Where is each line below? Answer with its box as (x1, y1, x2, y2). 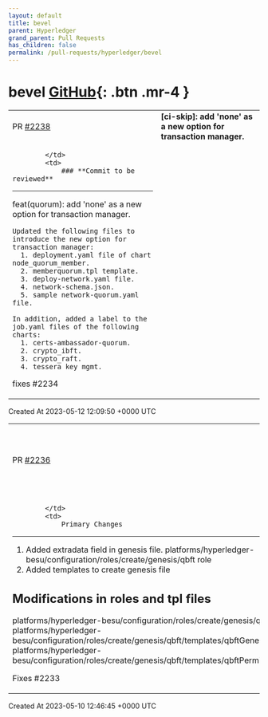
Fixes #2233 (12, 673, 61, 684)
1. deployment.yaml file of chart (20, 250, 152, 259)
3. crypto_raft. (20, 354, 82, 363)
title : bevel (8, 19, 52, 27)
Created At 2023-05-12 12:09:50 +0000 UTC (8, 406, 156, 416)
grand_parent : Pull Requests (8, 33, 105, 42)
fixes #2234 (12, 378, 58, 389)
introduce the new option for (12, 234, 128, 243)
